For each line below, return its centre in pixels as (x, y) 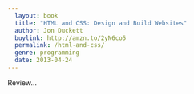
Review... (22, 82)
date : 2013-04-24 (44, 61)
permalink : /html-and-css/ (60, 45)
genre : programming (47, 53)
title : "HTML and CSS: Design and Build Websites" (101, 23)
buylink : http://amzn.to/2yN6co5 (71, 38)
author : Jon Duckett (49, 30)
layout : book (36, 16)
